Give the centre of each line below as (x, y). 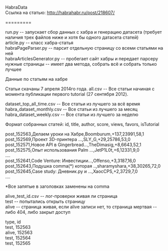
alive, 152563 (19, 232)
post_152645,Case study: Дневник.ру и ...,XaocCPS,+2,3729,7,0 (71, 171)
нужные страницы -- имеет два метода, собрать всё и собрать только (81, 64)
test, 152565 (18, 243)
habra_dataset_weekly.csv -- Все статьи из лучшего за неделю (72, 114)
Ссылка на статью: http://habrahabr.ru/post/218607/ (60, 13)
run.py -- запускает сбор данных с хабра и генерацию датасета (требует (83, 32)
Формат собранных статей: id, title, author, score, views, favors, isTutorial (82, 124)
